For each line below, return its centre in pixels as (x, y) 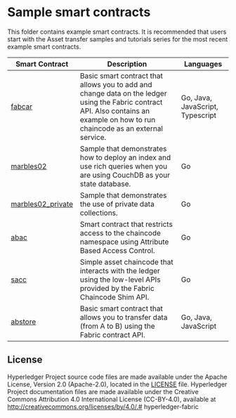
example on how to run (118, 119)
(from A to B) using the (117, 326)
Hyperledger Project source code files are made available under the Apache (117, 377)
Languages (203, 64)
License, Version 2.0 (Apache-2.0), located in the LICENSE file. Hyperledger (117, 384)
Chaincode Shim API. (114, 297)
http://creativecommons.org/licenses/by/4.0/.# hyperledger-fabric (103, 406)
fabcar (22, 106)
